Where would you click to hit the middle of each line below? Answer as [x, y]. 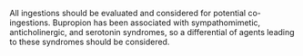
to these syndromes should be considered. [90, 42]
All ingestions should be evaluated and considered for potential [128, 13]
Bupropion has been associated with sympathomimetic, [157, 23]
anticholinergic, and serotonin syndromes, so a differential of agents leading [152, 32]
